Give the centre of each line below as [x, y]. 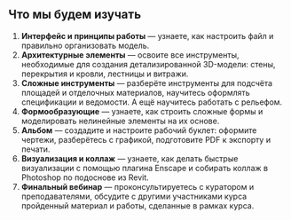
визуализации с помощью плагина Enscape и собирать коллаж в [144, 168]
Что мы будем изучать [75, 15]
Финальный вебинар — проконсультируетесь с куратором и [138, 186]
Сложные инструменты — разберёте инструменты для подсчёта [146, 82]
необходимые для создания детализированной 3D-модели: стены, [148, 64]
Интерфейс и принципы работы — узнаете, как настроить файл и [147, 35]
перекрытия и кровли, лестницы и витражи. [105, 74]
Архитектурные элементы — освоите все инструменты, [130, 55]
